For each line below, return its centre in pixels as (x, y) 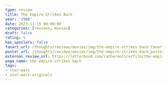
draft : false (19, 33)
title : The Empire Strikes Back (39, 14)
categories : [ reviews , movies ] (38, 28)
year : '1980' (19, 19)
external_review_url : (28, 56)
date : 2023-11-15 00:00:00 (33, 24)
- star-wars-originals (29, 75)
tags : (11, 65)
